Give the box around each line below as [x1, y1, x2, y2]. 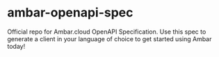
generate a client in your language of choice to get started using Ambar [7, 34, 212, 43]
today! [7, 42, 26, 50]
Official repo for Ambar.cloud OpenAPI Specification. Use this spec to [7, 27, 206, 36]
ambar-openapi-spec [7, 5, 133, 21]
